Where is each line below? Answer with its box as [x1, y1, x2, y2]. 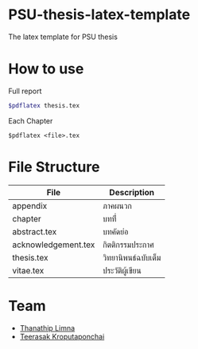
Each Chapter [8, 116, 53, 125]
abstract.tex [12, 225, 57, 237]
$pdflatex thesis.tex [8, 101, 80, 109]
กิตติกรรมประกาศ [103, 239, 154, 250]
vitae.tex [12, 265, 45, 276]
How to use [8, 60, 84, 78]
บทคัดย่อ [103, 225, 129, 237]
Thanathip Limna [19, 323, 76, 332]
